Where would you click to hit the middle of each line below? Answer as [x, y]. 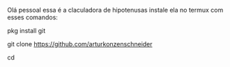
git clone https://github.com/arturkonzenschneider [80, 44]
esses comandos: [32, 17]
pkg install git [26, 31]
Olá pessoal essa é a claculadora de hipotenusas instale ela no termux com [115, 10]
